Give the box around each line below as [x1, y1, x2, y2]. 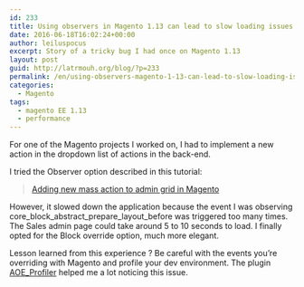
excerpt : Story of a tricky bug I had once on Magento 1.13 [9, 47, 242, 56]
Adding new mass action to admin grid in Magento [31, 184, 220, 195]
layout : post [9, 55, 59, 64]
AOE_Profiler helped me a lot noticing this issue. [9, 267, 188, 278]
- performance [17, 114, 71, 123]
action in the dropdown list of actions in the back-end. [9, 148, 211, 159]
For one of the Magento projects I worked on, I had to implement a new [9, 139, 274, 150]
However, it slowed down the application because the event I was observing [9, 201, 293, 213]
